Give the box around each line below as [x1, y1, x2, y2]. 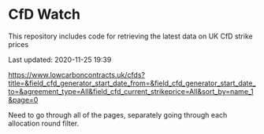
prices [8, 39, 29, 49]
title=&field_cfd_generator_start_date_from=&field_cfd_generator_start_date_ [8, 78, 256, 88]
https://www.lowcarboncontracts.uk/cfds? [8, 70, 146, 79]
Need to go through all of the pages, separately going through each [8, 110, 228, 119]
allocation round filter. [8, 118, 80, 128]
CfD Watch [8, 5, 81, 24]
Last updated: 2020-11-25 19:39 [8, 55, 112, 64]
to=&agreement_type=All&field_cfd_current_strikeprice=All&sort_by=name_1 [8, 86, 254, 96]
